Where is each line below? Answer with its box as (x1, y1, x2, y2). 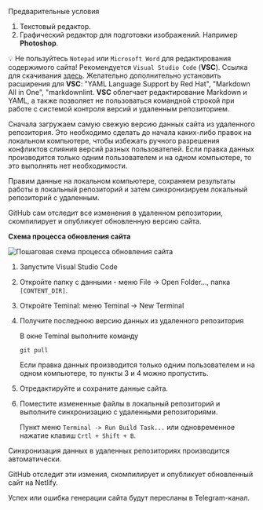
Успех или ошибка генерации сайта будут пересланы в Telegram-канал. (8, 494, 250, 502)
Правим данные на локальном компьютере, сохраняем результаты (8, 177, 236, 185)
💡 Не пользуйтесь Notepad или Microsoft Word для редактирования (8, 54, 232, 63)
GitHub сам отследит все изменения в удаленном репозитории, (8, 208, 224, 217)
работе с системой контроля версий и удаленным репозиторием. (8, 104, 230, 113)
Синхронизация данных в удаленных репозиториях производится (8, 446, 230, 455)
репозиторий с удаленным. (8, 193, 100, 202)
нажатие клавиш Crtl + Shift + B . (19, 431, 136, 440)
